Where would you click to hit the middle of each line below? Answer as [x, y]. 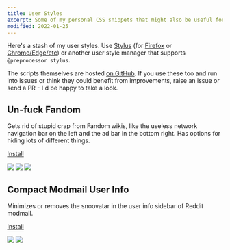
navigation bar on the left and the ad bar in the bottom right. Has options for [114, 134]
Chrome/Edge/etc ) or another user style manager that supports [97, 53]
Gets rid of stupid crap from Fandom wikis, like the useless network [102, 126]
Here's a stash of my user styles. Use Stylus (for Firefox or [90, 46]
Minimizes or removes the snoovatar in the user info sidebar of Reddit [105, 206]
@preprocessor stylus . [39, 60]
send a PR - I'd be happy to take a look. [63, 88]
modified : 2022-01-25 [38, 26]
